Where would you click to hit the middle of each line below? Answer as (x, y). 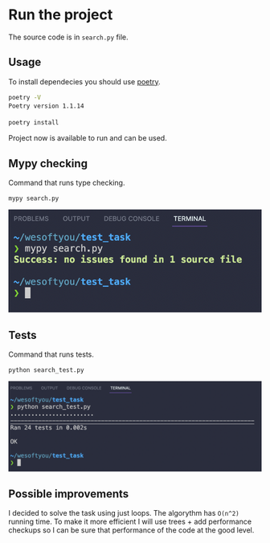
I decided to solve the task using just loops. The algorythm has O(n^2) (124, 513)
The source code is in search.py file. (68, 37)
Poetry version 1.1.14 (46, 106)
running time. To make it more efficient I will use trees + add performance (130, 522)
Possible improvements (69, 494)
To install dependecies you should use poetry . (84, 81)
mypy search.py (34, 198)
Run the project (61, 15)
